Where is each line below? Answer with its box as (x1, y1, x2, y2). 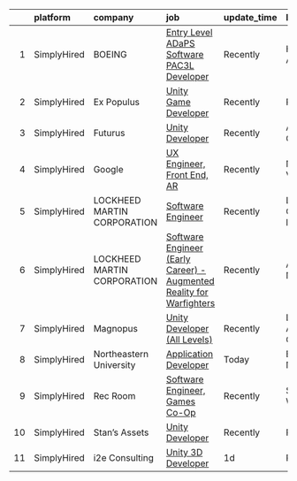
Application (165, 348, 214, 360)
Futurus (93, 127, 126, 139)
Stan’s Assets (93, 426, 149, 439)
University (93, 359, 136, 370)
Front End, (165, 169, 209, 180)
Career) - (165, 264, 206, 276)
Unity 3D (165, 447, 203, 458)
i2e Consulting (93, 452, 155, 463)
